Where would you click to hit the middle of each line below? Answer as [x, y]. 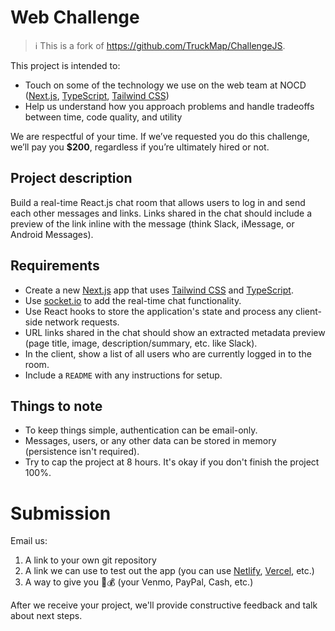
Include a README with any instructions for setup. [123, 375]
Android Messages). [52, 234]
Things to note [56, 406]
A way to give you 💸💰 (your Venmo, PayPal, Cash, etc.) [139, 582]
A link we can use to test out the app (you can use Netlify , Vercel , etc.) [169, 571]
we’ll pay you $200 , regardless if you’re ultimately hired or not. [140, 147]
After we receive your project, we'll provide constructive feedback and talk [164, 605]
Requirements [55, 266]
